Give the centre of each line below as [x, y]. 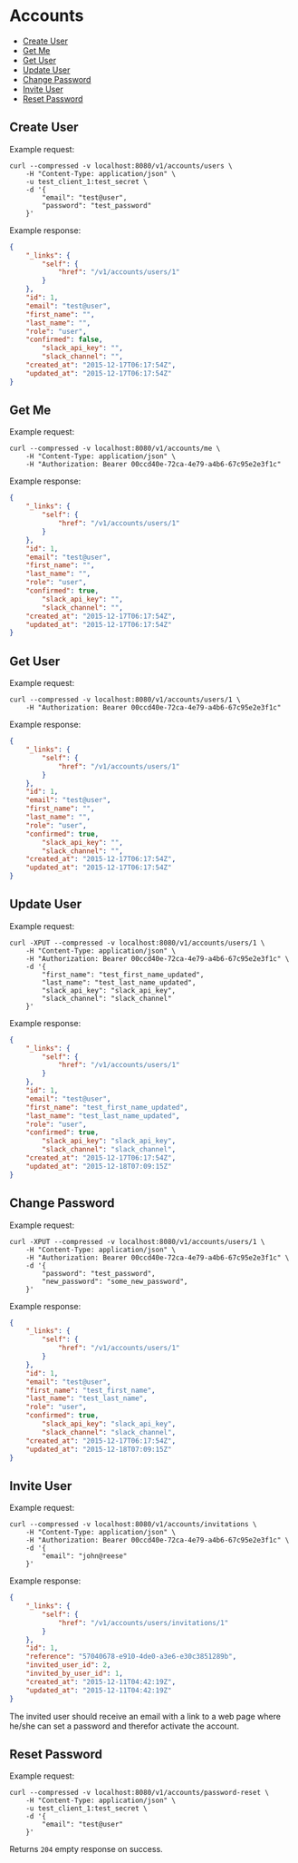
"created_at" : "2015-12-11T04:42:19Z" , [101, 1682]
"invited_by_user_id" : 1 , [75, 1674]
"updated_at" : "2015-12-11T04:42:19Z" [99, 1690]
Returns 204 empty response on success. [86, 1849]
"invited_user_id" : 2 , [68, 1665]
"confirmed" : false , [64, 340]
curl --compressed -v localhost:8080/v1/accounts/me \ [115, 449]
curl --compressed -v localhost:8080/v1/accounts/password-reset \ [139, 1793]
